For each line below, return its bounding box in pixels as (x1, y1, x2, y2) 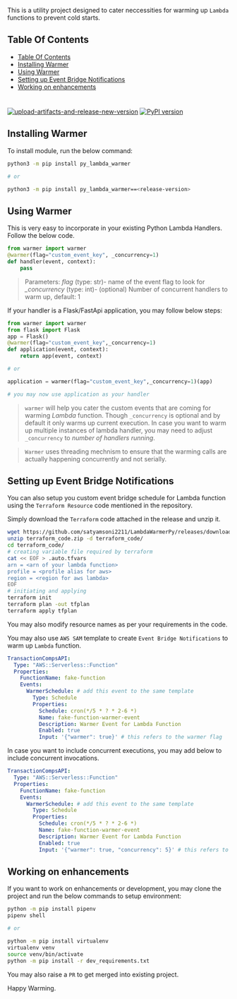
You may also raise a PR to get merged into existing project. (7, 970, 179, 979)
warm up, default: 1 (24, 292, 81, 301)
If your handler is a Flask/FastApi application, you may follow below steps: (7, 306, 223, 315)
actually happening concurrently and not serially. (24, 454, 167, 463)
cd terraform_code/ (7, 542, 65, 549)
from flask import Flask (7, 326, 80, 334)
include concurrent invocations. (7, 754, 99, 763)
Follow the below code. (7, 231, 75, 240)
